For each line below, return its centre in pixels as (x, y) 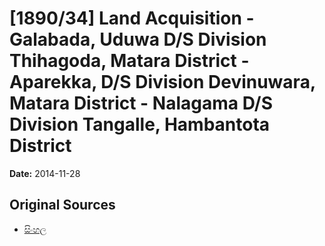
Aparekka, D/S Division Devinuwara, (162, 82)
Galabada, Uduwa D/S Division (138, 39)
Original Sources (62, 205)
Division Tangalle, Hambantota (140, 124)
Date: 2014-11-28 (45, 173)
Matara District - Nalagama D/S (141, 103)
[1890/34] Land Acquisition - (132, 18)
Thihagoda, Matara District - (129, 61)
